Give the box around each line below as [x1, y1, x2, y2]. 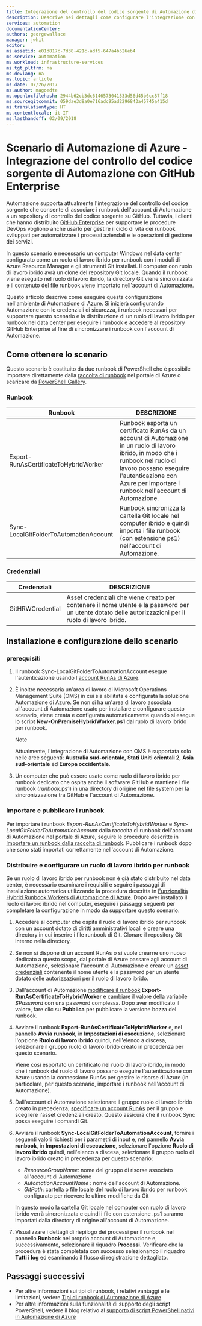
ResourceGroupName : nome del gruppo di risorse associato [23, 1166, 173, 1174]
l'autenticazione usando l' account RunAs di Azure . [14, 674, 140, 682]
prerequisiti [6, 654, 41, 662]
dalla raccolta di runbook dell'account [99, 826, 193, 834]
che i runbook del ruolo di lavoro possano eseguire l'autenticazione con [14, 1067, 192, 1075]
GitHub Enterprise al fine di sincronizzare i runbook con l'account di [6, 325, 174, 333]
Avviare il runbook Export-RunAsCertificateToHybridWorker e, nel [14, 1023, 182, 1031]
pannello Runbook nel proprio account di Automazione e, [14, 1234, 158, 1242]
